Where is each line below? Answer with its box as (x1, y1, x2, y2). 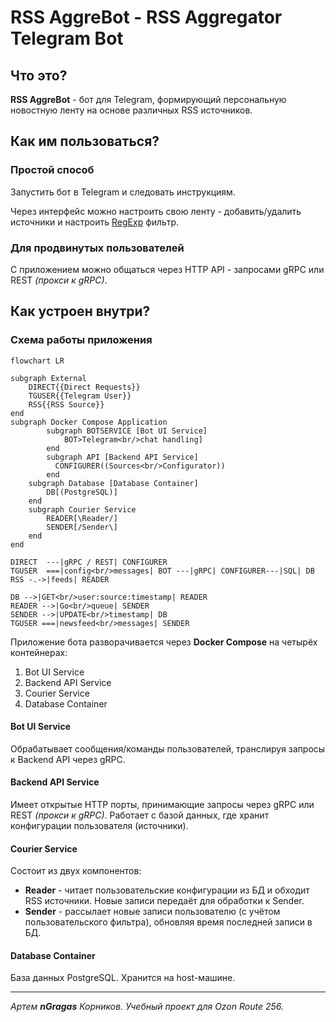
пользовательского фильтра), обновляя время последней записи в (24, 916, 313, 928)
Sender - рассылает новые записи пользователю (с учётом (24, 906, 281, 918)
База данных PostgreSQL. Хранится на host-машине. (10, 972, 236, 984)
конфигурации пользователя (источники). (10, 820, 189, 832)
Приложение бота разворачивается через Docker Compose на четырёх (10, 636, 318, 648)
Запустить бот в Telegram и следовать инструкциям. (10, 186, 236, 198)
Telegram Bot (10, 27, 124, 50)
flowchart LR (10, 356, 65, 366)
